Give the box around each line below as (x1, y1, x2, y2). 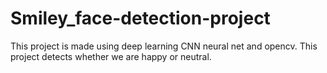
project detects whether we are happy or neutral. (10, 50, 212, 62)
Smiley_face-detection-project (10, 7, 271, 30)
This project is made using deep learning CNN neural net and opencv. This (10, 40, 318, 52)
